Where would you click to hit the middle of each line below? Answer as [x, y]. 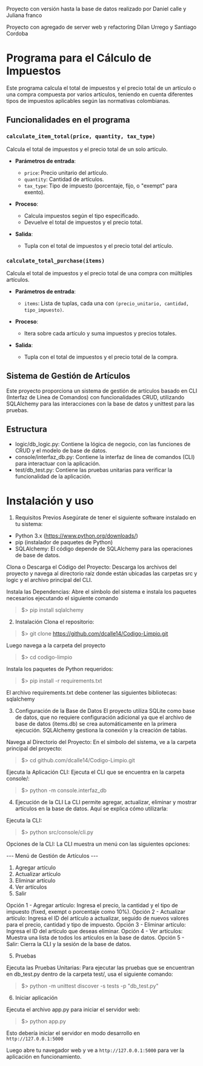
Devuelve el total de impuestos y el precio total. [83, 222]
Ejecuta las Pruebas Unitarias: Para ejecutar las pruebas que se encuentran [101, 968]
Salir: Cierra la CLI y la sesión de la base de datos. [69, 944]
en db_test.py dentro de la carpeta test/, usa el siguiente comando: [90, 974]
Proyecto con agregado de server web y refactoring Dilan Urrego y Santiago [101, 27]
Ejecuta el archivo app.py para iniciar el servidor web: [73, 1009]
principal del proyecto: [34, 749]
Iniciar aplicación [36, 998]
